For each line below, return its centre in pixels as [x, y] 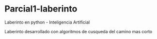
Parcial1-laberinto [41, 9]
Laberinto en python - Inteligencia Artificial [47, 22]
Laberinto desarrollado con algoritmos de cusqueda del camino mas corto [78, 31]
